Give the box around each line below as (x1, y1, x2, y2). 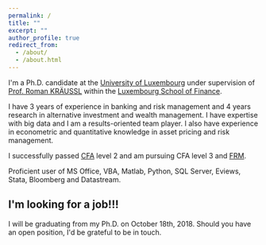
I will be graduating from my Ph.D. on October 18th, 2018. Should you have (8, 219, 252, 228)
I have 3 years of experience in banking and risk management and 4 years (8, 101, 252, 111)
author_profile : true (8, 33, 80, 42)
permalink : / (8, 11, 52, 20)
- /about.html (15, 56, 62, 64)
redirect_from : (8, 41, 59, 49)
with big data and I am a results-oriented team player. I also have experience (8, 119, 259, 128)
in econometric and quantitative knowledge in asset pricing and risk (8, 126, 230, 136)
